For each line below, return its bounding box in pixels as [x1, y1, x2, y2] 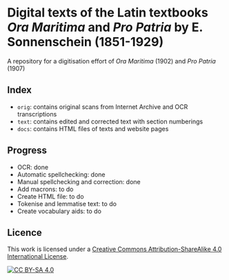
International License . [7, 252, 69, 261]
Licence [7, 226, 43, 239]
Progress [7, 145, 47, 157]
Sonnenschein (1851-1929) [7, 34, 164, 50]
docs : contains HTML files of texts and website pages [17, 124, 169, 132]
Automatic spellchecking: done [17, 170, 106, 179]
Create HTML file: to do [17, 192, 84, 201]
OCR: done [17, 163, 49, 171]
